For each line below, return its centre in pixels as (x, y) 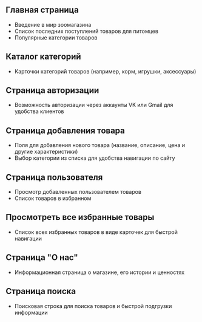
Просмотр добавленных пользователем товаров (78, 192)
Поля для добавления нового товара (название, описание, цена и (100, 145)
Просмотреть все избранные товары (80, 217)
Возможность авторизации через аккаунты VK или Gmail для (94, 105)
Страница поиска (41, 291)
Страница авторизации (52, 91)
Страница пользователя (54, 177)
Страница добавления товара (65, 130)
